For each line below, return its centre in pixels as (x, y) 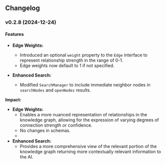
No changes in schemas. (45, 130)
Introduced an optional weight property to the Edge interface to (83, 55)
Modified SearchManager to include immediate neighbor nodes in (85, 84)
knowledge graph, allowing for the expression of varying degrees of (89, 120)
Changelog (23, 8)
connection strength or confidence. (56, 125)
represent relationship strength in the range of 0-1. (71, 60)
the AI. (27, 157)
